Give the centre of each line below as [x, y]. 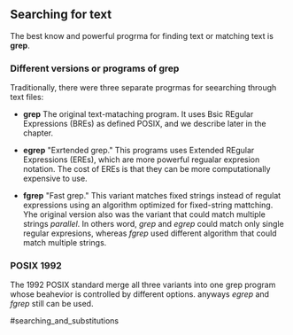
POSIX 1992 [36, 266]
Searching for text [61, 15]
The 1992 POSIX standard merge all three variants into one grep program [143, 285]
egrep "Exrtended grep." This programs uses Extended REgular [139, 151]
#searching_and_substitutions [64, 321]
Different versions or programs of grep [95, 68]
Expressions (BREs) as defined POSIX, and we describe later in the [144, 124]
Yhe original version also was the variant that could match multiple [144, 214]
